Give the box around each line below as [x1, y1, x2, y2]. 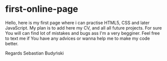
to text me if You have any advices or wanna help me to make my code [5, 35, 150, 41]
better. [5, 40, 19, 46]
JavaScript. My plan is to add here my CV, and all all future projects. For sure [5, 25, 162, 30]
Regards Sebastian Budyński [5, 50, 64, 56]
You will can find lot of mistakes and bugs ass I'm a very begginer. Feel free [5, 30, 160, 36]
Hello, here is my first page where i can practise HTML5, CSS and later [5, 20, 150, 26]
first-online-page [5, 3, 79, 15]
